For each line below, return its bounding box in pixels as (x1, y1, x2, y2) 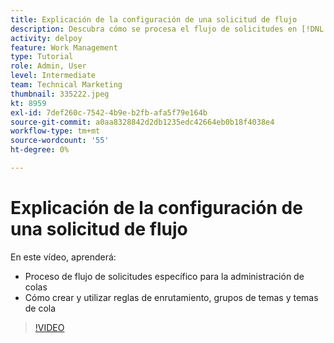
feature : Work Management (10, 42, 118, 53)
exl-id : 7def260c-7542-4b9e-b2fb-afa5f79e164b (10, 107, 208, 118)
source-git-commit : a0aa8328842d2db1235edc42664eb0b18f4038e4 (10, 117, 275, 127)
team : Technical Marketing (10, 80, 123, 90)
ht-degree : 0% (10, 145, 70, 155)
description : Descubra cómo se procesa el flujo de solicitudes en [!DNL (10, 24, 325, 34)
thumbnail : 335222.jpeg (10, 89, 110, 99)
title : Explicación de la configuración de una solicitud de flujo (10, 14, 298, 25)
